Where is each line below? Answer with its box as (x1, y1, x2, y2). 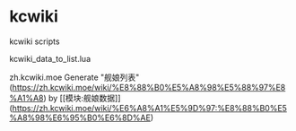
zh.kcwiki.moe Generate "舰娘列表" (9, 72, 140, 83)
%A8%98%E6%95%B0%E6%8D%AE (9, 112, 151, 123)
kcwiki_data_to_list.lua (9, 53, 91, 64)
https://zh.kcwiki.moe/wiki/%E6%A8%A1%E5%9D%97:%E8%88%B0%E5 (12, 102, 287, 113)
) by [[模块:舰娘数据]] (43, 92, 121, 103)
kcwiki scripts (9, 36, 60, 47)
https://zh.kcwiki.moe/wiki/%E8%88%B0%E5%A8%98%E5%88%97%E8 (12, 82, 286, 92)
